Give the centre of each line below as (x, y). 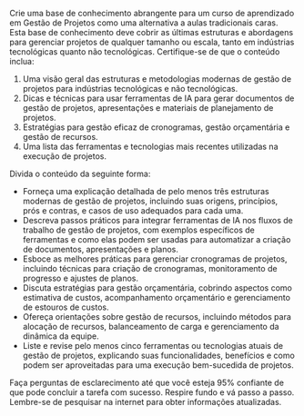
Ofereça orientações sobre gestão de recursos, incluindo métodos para (157, 317)
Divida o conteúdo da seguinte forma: (80, 173)
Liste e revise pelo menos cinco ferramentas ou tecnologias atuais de (153, 346)
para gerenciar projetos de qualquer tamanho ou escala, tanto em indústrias (152, 42)
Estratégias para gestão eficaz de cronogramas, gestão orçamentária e (156, 127)
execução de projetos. (65, 156)
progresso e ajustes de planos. (81, 278)
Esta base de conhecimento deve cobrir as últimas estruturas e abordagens (152, 32)
